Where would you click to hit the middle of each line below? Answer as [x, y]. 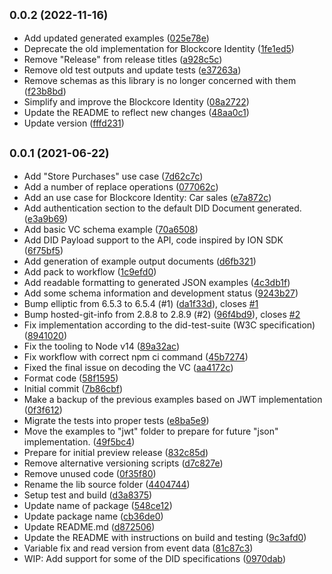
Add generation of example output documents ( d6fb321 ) [140, 261]
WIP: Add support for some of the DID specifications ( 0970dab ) [155, 558]
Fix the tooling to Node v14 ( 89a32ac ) [102, 346]
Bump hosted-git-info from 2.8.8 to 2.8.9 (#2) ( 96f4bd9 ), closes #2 [162, 314]
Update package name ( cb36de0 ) [93, 516]
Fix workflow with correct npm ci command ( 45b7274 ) [136, 356]
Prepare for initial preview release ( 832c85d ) [116, 452]
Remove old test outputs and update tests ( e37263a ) [132, 70]
